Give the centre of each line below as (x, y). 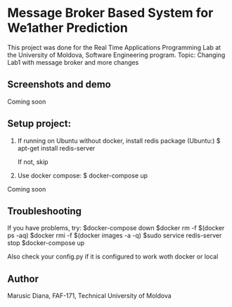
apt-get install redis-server (56, 148)
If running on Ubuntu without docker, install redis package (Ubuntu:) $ (119, 140)
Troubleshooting (45, 211)
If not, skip (33, 162)
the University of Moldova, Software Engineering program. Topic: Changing (116, 55)
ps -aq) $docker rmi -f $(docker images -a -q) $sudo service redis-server (115, 236)
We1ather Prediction (67, 28)
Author (23, 278)
